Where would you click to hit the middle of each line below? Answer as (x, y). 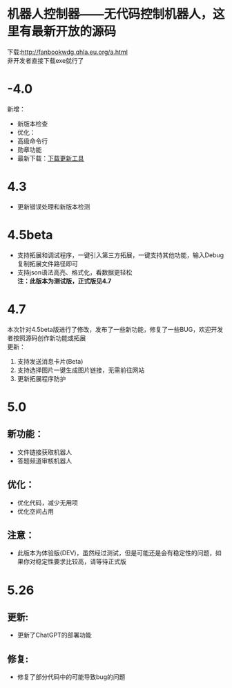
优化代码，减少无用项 (47, 503)
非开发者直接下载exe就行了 (46, 60)
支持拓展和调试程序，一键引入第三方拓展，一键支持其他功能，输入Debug (120, 255)
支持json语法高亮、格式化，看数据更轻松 (75, 272)
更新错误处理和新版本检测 (54, 206)
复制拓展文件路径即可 (47, 263)
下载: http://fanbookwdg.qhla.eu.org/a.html (67, 52)
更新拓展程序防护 (41, 378)
